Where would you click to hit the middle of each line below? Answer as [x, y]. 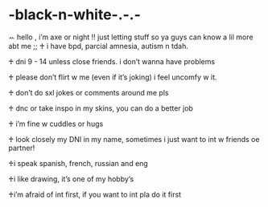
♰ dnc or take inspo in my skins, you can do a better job [101, 108]
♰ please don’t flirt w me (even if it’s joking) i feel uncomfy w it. [113, 77]
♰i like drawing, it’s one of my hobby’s [71, 179]
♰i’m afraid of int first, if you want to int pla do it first [95, 194]
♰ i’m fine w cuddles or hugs [56, 124]
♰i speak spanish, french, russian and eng [78, 163]
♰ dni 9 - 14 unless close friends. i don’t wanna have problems [112, 61]
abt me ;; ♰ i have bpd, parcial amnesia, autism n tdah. [99, 46]
